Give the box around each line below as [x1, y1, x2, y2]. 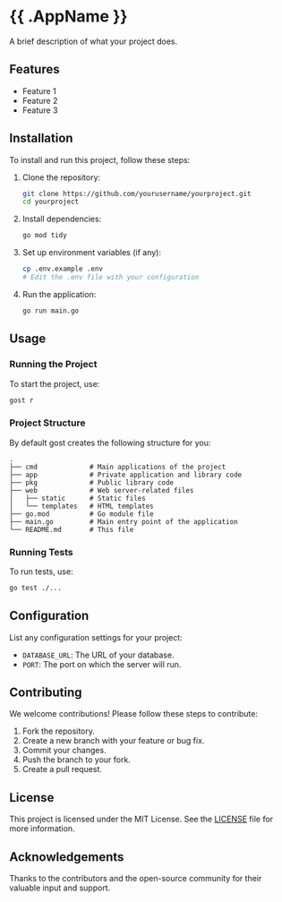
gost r [9, 396, 34, 405]
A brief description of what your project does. [9, 36, 178, 47]
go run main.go [21, 306, 80, 315]
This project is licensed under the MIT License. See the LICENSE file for [9, 813, 274, 825]
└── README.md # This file [9, 525, 134, 534]
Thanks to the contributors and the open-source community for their [9, 873, 262, 884]
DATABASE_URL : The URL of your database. [21, 649, 175, 660]
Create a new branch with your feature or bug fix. [21, 735, 205, 746]
